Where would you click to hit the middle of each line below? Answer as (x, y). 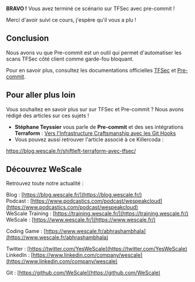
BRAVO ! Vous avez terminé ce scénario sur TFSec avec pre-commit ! (90, 9)
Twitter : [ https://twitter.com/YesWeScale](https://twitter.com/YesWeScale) (97, 249)
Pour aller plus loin (41, 95)
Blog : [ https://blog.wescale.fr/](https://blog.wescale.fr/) (74, 195)
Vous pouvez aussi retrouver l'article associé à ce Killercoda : (89, 139)
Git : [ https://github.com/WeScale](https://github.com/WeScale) (83, 273)
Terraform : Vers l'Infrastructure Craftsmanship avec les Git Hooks (95, 133)
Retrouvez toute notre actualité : (45, 183)
